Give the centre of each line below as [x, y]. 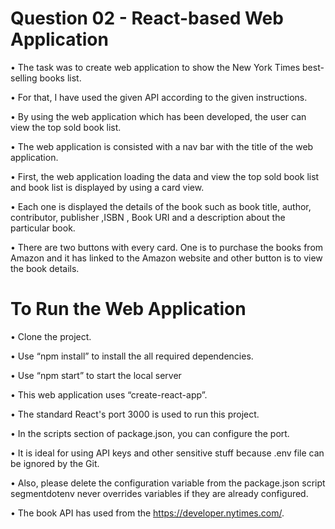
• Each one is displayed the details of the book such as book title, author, [161, 206]
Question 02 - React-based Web [147, 18]
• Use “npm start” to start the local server [96, 375]
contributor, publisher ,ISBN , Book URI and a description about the [148, 217]
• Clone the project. [51, 336]
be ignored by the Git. [55, 463]
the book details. [45, 268]
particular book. [43, 228]
